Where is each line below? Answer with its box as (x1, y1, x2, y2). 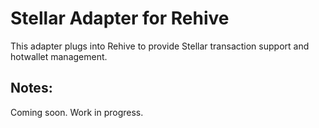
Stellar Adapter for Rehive (10, 7, 230, 30)
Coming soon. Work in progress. (10, 106, 144, 118)
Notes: (10, 80, 53, 97)
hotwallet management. (10, 50, 108, 62)
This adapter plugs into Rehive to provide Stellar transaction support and (10, 40, 310, 52)
